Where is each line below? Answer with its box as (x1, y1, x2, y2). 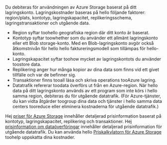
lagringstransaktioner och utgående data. (5, 20, 90, 26)
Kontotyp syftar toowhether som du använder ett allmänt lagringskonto (12, 35, 158, 41)
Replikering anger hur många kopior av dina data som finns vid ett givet (12, 67, 160, 72)
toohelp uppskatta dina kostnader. (5, 134, 76, 140)
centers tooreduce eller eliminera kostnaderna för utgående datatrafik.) (12, 104, 159, 109)
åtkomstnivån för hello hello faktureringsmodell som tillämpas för (12, 46, 146, 51)
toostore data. (12, 62, 41, 67)
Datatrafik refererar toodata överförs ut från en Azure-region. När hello (12, 82, 158, 88)
